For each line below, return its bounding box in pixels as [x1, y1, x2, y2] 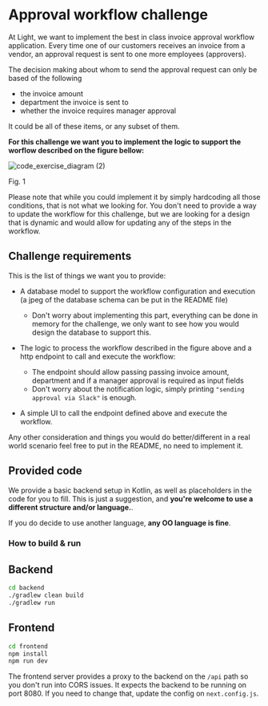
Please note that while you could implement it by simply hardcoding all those [8, 192, 261, 201]
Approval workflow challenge [8, 6, 209, 24]
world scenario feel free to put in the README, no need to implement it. [8, 440, 244, 450]
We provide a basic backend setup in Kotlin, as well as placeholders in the [8, 485, 252, 495]
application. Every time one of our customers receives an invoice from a [8, 40, 246, 50]
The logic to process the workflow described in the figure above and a [19, 343, 252, 352]
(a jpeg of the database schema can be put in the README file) [19, 294, 228, 304]
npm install [8, 650, 48, 658]
